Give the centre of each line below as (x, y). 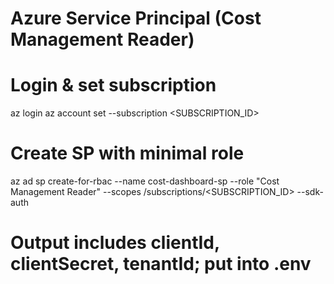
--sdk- (310, 192)
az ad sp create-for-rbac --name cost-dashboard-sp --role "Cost (145, 181)
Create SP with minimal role (127, 153)
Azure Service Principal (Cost (136, 18)
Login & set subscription (113, 85)
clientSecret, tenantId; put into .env (161, 264)
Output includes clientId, (115, 243)
